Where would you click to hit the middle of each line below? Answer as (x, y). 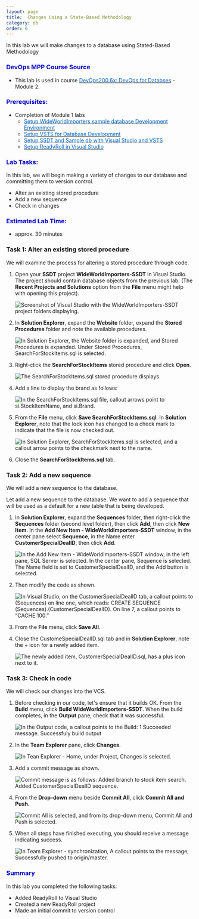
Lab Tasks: (22, 162)
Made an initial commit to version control (65, 910)
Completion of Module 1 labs (50, 115)
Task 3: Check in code (39, 678)
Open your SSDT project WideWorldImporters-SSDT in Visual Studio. (101, 274)
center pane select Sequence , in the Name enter (75, 536)
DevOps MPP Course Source (48, 67)
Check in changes (37, 206)
